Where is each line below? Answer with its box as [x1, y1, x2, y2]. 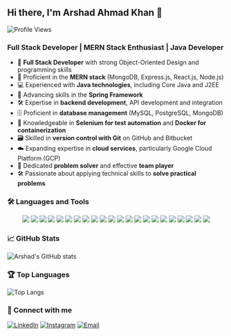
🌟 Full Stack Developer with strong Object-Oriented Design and [17, 58, 199, 66]
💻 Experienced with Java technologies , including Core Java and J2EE [17, 81, 220, 89]
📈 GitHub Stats [7, 234, 60, 243]
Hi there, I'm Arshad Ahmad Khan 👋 [7, 7, 163, 19]
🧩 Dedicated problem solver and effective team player [17, 162, 174, 170]
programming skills [17, 66, 72, 74]
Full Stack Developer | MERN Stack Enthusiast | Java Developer [7, 42, 224, 52]
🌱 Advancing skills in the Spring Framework [17, 91, 143, 99]
